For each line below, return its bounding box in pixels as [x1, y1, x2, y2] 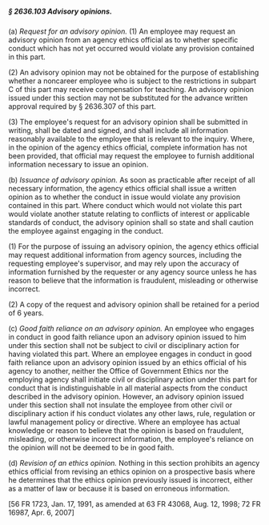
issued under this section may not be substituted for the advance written [8, 93, 248, 102]
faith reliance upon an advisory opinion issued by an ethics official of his [8, 357, 247, 367]
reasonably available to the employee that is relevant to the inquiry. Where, [8, 134, 255, 143]
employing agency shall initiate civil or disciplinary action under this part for [8, 375, 258, 384]
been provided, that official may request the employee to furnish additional [8, 150, 255, 160]
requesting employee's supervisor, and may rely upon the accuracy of [8, 258, 240, 268]
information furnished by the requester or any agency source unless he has [8, 267, 258, 276]
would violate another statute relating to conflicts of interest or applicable [8, 209, 251, 218]
